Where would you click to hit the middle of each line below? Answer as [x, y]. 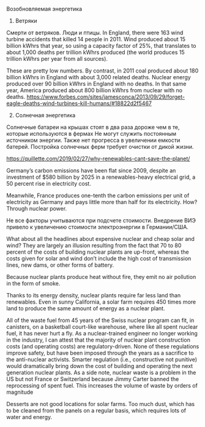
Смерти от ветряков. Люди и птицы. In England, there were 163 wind [95, 33]
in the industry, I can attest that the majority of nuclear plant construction [99, 340]
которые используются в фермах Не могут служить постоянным [91, 134]
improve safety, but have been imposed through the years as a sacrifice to [100, 353]
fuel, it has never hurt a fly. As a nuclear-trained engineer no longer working [102, 333]
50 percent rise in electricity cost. [49, 183]
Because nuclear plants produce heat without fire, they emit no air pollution [101, 277]
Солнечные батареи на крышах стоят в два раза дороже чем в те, [93, 127]
